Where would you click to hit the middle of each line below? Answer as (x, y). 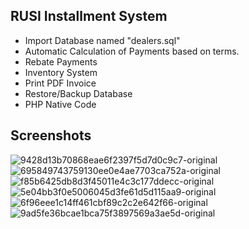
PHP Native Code (60, 104)
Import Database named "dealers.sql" (102, 40)
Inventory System (61, 72)
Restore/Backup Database (78, 93)
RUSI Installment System (89, 16)
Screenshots (51, 135)
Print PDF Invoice (60, 83)
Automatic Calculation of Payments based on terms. (132, 51)
